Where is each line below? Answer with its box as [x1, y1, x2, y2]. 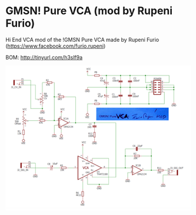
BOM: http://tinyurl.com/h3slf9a [5, 54, 83, 61]
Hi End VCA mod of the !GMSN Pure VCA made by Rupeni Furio [5, 36, 160, 43]
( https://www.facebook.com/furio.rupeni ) [5, 42, 106, 49]
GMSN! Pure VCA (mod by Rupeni [5, 4, 173, 18]
